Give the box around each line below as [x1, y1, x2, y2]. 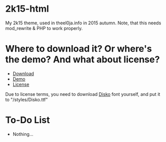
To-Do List [5, 115, 50, 126]
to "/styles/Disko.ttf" [5, 96, 48, 102]
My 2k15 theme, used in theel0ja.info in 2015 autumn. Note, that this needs [5, 20, 161, 26]
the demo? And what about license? [5, 54, 160, 65]
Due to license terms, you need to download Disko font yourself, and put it [5, 91, 160, 97]
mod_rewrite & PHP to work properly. [5, 25, 83, 31]
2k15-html [5, 3, 49, 15]
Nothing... [12, 131, 34, 137]
